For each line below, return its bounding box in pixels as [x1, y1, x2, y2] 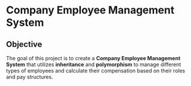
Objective [6, 39, 43, 49]
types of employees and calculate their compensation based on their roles [6, 67, 186, 74]
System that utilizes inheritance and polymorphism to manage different [6, 61, 182, 68]
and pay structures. [6, 74, 53, 80]
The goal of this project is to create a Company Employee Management [6, 55, 180, 61]
